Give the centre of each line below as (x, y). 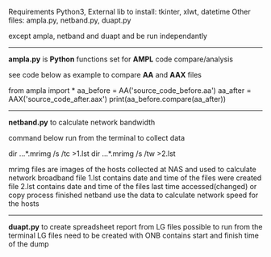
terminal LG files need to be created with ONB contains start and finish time (134, 235)
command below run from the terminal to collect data (97, 138)
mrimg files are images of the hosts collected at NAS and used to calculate (132, 169)
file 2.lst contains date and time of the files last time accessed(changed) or (133, 186)
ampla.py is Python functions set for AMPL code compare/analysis (121, 59)
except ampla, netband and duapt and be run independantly (108, 36)
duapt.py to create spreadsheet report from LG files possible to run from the (135, 227)
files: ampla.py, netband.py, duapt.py (70, 20)
